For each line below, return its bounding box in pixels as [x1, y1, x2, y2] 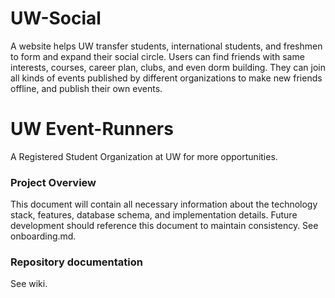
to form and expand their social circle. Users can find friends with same [10, 50, 305, 62]
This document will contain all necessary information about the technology [10, 198, 318, 211]
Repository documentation [10, 255, 143, 269]
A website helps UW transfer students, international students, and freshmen [10, 40, 323, 52]
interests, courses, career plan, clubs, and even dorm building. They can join [10, 61, 326, 73]
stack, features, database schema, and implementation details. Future [10, 209, 298, 221]
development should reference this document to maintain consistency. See [10, 220, 319, 232]
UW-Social [10, 7, 102, 30]
